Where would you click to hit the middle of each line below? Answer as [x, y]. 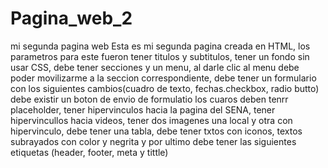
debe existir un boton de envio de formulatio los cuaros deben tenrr [149, 99]
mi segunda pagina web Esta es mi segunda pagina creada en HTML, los [160, 46]
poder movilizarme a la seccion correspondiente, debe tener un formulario [163, 78]
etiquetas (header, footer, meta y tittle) [89, 152]
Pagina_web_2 [71, 18]
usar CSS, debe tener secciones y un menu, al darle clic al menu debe [155, 67]
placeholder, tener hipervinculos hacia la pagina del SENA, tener [143, 109]
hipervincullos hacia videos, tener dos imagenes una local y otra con [151, 120]
